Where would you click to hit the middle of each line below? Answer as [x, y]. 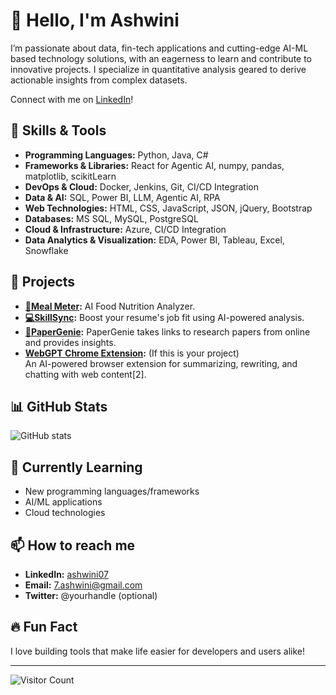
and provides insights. [70, 342]
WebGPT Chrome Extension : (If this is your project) [132, 353]
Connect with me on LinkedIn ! [72, 99]
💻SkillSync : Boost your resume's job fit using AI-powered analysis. [164, 317]
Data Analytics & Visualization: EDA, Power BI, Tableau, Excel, [154, 240]
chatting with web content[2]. [85, 374]
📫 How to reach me [73, 545]
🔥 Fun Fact [44, 627]
